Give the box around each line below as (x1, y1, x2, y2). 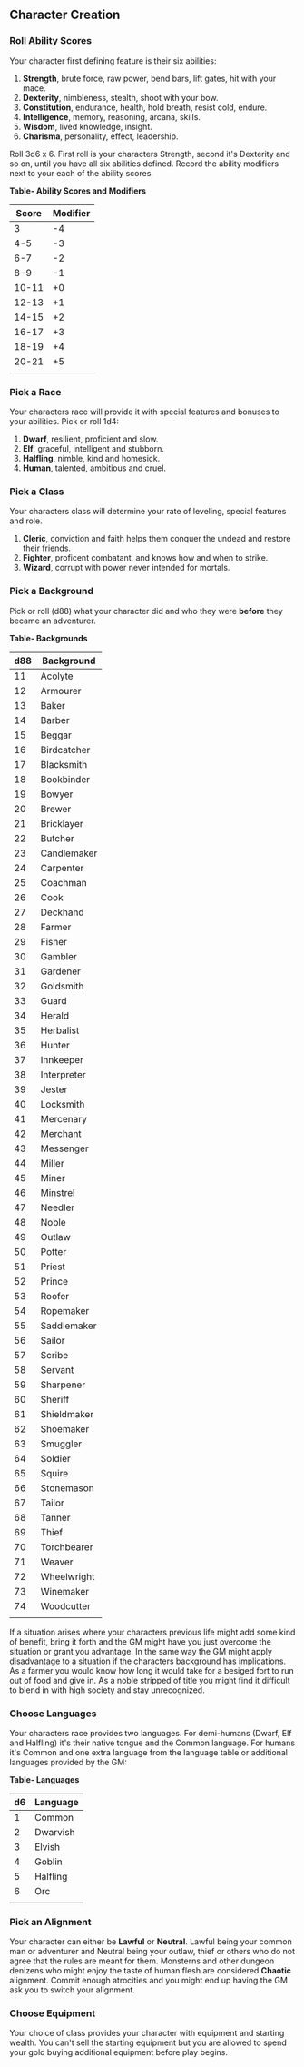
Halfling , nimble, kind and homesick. (22, 452, 161, 463)
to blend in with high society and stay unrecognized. (9, 1684, 206, 1695)
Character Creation (9, 7, 121, 23)
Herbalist (40, 1024, 80, 1037)
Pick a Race (9, 385, 62, 398)
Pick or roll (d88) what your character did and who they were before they (9, 605, 283, 616)
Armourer (40, 684, 82, 697)
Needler (40, 1201, 75, 1214)
